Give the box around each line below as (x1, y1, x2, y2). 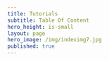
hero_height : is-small (7, 23, 74, 30)
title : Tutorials (7, 10, 58, 18)
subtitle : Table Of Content (7, 17, 90, 24)
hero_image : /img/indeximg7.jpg (7, 36, 102, 43)
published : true (7, 43, 55, 50)
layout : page (7, 29, 46, 37)
